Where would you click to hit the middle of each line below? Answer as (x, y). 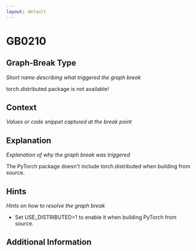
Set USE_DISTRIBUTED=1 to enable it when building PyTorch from (96, 217)
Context (21, 108)
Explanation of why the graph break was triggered (68, 155)
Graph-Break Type (41, 63)
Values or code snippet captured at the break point (69, 122)
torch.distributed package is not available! (57, 89)
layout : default (26, 12)
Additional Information (49, 242)
